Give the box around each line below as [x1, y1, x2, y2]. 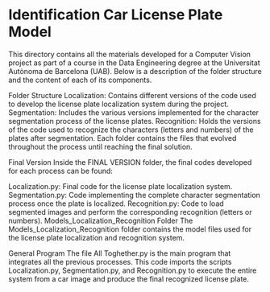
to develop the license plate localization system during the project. [8, 99, 230, 109]
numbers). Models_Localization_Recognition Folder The [8, 216, 193, 225]
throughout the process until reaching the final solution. [8, 142, 193, 151]
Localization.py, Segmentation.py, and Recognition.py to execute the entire [8, 265, 257, 275]
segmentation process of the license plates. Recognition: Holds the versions [8, 116, 261, 125]
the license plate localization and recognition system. [8, 232, 185, 242]
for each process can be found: [8, 166, 113, 175]
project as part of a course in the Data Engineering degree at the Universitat [8, 58, 260, 68]
